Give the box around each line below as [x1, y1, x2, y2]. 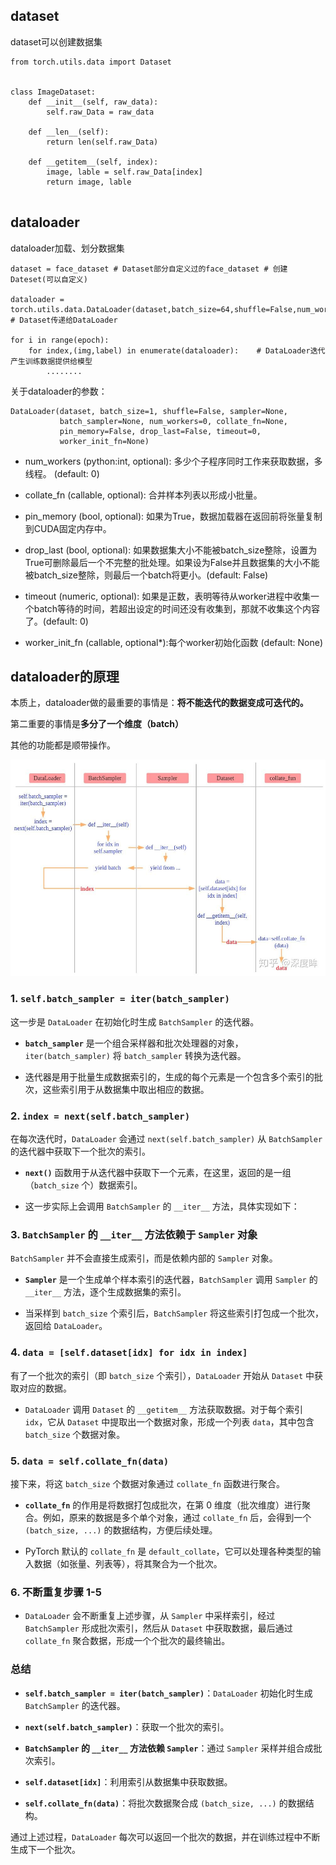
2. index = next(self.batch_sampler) [10, 1109, 191, 1123]
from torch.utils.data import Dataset [10, 57, 172, 67]
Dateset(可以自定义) [10, 274, 88, 284]
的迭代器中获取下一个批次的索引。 [10, 1145, 151, 1158]
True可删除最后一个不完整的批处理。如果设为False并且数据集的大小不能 [24, 556, 320, 568]
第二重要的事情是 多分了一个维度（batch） [10, 718, 185, 730]
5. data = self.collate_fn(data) [10, 1454, 170, 1468]
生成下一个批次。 [10, 1843, 81, 1855]
